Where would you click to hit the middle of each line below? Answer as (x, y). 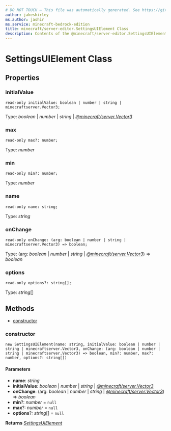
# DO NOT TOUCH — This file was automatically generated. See (73, 10)
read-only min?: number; (32, 174)
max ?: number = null (35, 408)
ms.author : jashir (25, 19)
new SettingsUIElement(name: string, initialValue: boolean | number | (83, 344)
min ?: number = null (35, 402)
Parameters (18, 369)
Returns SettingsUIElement (34, 423)
